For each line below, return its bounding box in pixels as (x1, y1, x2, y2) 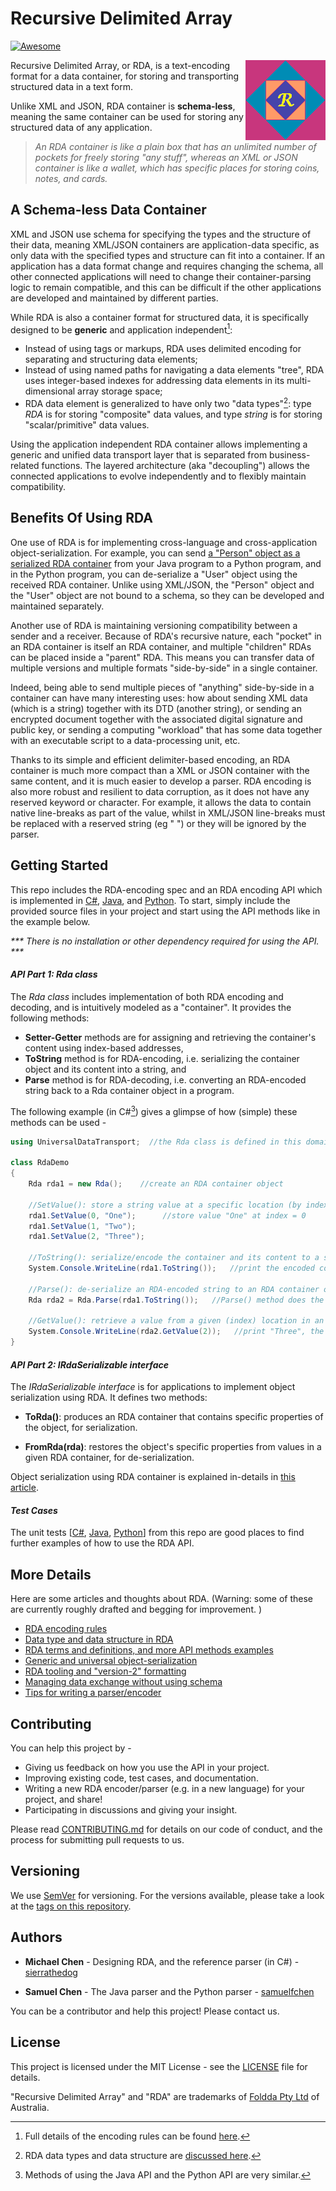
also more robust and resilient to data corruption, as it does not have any (10, 785, 310, 797)
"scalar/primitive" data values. (24, 419, 150, 431)
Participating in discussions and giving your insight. (24, 1804, 238, 1816)
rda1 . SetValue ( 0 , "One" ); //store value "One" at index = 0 (28, 1210, 307, 1221)
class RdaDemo (10, 1158, 70, 1168)
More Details (10, 1566, 92, 1583)
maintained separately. (10, 600, 105, 612)
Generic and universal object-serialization (24, 1655, 198, 1667)
